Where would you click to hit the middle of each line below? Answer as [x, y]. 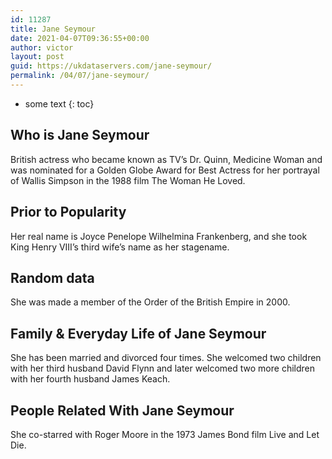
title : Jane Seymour [53, 29]
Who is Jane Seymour [80, 135]
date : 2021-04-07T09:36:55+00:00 [80, 38]
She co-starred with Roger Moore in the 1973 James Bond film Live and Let [165, 434]
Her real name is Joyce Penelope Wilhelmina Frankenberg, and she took [159, 236]
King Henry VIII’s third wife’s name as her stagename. [120, 247]
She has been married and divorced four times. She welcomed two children [166, 358]
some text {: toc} [59, 103]
